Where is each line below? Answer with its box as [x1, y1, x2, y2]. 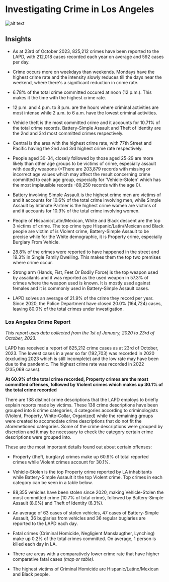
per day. [12, 59, 30, 65]
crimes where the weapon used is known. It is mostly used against [12, 280, 151, 286]
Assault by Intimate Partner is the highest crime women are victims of [12, 202, 157, 208]
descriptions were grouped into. [5, 434, 72, 440]
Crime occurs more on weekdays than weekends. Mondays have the [12, 69, 155, 75]
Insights [5, 35, 32, 43]
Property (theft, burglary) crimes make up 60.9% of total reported [12, 454, 149, 460]
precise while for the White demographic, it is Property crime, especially [12, 234, 162, 240]
